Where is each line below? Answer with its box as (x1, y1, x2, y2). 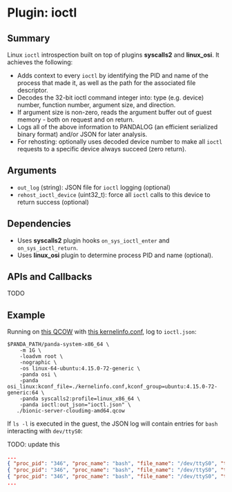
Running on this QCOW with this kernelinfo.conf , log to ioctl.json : (7, 328, 197, 336)
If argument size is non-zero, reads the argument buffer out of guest (17, 108, 212, 116)
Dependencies (7, 218, 71, 229)
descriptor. (17, 86, 48, 94)
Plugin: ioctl (7, 5, 77, 21)
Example (7, 309, 46, 321)
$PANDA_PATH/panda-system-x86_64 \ (7, 341, 110, 348)
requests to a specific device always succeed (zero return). (17, 145, 186, 153)
